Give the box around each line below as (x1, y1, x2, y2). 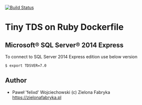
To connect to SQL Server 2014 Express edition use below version (5, 54, 138, 59)
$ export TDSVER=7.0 (5, 63, 47, 68)
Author (5, 76, 27, 85)
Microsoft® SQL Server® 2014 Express (5, 41, 124, 49)
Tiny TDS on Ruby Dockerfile (5, 22, 124, 33)
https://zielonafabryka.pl (12, 94, 62, 100)
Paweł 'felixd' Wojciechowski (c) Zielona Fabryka (12, 89, 110, 95)
